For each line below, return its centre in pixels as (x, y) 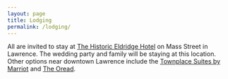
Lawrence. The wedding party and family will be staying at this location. (112, 54)
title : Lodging (30, 20)
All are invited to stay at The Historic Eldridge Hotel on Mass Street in (108, 47)
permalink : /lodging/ (39, 27)
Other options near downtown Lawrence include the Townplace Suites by (114, 62)
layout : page (26, 14)
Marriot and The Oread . (42, 69)
